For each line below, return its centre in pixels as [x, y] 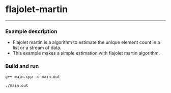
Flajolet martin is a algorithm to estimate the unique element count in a [86, 42]
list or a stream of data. [37, 48]
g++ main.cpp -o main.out [33, 77]
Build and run [22, 66]
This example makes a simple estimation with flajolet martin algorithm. [86, 53]
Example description [31, 31]
